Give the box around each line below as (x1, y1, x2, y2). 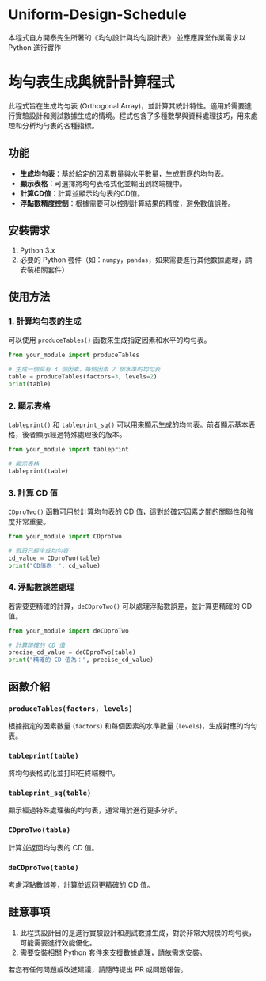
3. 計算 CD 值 (8, 487, 58, 498)
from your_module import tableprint (8, 445, 129, 453)
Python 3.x (19, 245, 55, 255)
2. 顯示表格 (8, 400, 51, 411)
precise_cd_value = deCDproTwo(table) (8, 648, 136, 656)
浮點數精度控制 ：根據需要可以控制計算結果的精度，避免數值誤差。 (19, 198, 235, 207)
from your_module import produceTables (8, 351, 140, 359)
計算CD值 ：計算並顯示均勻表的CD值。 (19, 188, 145, 198)
